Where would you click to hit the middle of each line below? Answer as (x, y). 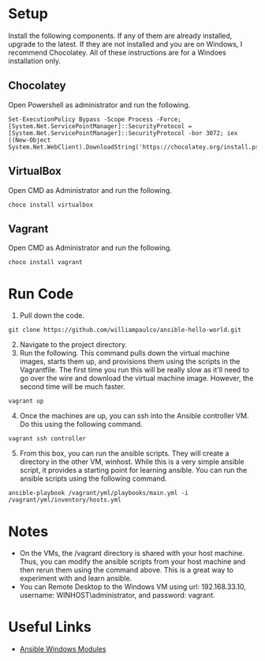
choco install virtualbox (50, 205)
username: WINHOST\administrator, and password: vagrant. (117, 595)
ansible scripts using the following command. (93, 478)
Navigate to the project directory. (73, 345)
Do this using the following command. (81, 425)
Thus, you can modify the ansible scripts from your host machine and (132, 561)
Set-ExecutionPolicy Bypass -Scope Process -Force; (95, 119)
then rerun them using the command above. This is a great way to (127, 570)
